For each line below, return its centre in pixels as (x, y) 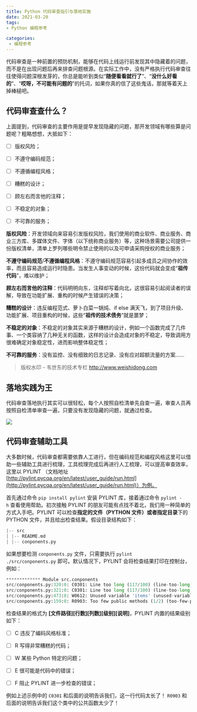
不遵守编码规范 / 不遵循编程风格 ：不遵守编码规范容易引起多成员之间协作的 (94, 261)
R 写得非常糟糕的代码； (43, 645)
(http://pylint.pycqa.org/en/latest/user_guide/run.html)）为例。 (81, 485)
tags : (13, 22)
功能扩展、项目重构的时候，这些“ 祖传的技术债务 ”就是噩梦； (78, 315)
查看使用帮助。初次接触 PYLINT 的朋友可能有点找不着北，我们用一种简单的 (100, 505)
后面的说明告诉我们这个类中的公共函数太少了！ (62, 703)
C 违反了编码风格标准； (43, 633)
